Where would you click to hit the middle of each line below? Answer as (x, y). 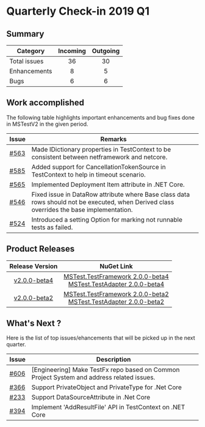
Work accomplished (45, 103)
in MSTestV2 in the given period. (47, 124)
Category (31, 51)
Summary (25, 34)
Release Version (34, 266)
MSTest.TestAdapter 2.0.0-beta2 (116, 302)
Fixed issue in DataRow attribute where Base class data (111, 194)
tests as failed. (52, 227)
